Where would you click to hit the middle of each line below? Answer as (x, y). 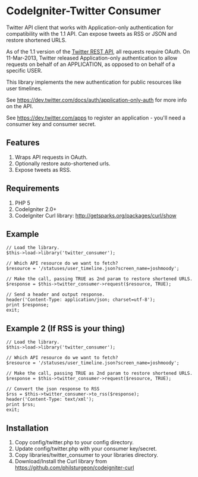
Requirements (33, 189)
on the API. (20, 106)
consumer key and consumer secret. (51, 124)
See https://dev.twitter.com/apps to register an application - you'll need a (96, 118)
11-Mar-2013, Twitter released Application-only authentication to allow (92, 58)
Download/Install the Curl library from (61, 461)
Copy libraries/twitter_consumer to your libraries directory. (87, 455)
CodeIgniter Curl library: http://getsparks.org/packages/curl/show (95, 215)
